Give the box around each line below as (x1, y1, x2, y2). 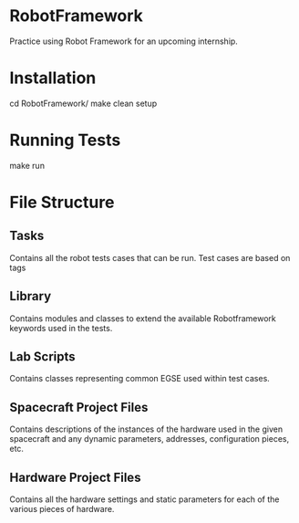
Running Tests (9, 130, 121, 151)
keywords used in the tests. (9, 322, 113, 333)
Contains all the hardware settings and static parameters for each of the (9, 494, 280, 505)
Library (9, 288, 52, 304)
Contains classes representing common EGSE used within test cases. (9, 373, 271, 384)
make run (9, 160, 46, 171)
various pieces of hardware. (9, 504, 115, 515)
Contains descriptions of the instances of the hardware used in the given (9, 424, 284, 434)
